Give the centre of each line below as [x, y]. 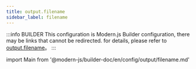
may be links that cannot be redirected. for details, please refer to [86, 40]
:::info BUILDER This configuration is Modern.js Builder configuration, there [98, 34]
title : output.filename [36, 12]
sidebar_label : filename [37, 17]
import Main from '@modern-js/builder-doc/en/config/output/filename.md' [98, 59]
